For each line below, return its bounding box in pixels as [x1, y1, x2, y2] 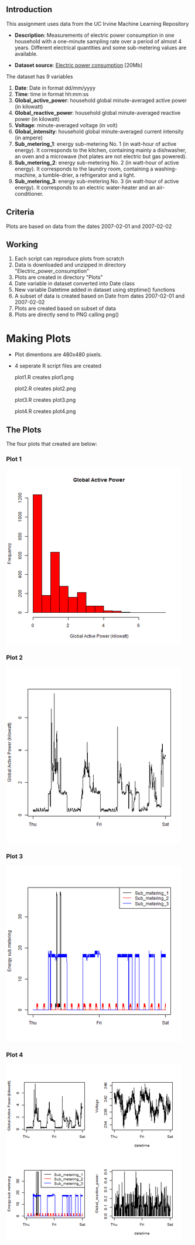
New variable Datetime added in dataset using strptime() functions [14, 286, 176, 294]
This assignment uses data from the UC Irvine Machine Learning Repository [6, 20, 189, 27]
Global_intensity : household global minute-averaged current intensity [14, 128, 184, 135]
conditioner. [14, 190, 44, 197]
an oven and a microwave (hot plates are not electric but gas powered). [14, 152, 187, 160]
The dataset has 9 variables [6, 73, 73, 80]
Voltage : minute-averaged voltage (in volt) [14, 121, 118, 128]
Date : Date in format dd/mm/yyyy [14, 84, 95, 91]
